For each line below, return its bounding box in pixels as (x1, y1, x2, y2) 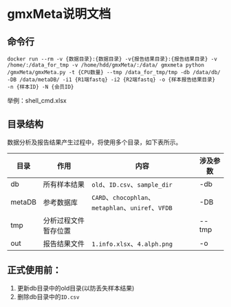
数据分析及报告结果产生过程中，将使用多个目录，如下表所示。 (7, 138, 182, 146)
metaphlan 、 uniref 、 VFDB (91, 203, 173, 212)
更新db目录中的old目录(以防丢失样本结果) (16, 284, 135, 292)
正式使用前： (7, 264, 62, 276)
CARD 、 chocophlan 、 (91, 192, 155, 202)
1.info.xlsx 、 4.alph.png (91, 238, 173, 248)
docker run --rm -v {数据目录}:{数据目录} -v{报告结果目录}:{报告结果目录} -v (7, 56, 218, 62)
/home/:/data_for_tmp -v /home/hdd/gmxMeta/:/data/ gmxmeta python (7, 62, 205, 69)
